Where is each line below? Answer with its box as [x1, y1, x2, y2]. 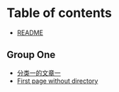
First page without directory [16, 76, 98, 85]
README [16, 28, 44, 37]
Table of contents [6, 5, 113, 21]
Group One [6, 49, 56, 61]
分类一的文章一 [16, 69, 61, 77]
